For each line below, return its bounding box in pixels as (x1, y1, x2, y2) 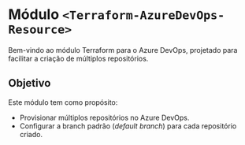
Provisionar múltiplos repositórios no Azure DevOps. (19, 113, 190, 122)
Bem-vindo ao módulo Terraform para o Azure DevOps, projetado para (8, 45, 238, 54)
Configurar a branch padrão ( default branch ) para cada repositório (19, 121, 237, 131)
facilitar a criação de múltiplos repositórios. (8, 54, 149, 63)
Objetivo (8, 76, 51, 90)
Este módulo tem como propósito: (8, 97, 118, 107)
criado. (19, 129, 43, 139)
